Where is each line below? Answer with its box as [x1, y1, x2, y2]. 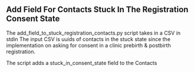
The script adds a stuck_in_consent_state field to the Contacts [6, 59, 157, 66]
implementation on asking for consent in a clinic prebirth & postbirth [6, 42, 171, 49]
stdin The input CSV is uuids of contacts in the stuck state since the [6, 35, 171, 43]
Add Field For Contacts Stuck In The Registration [6, 5, 189, 15]
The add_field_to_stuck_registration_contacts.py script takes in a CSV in [6, 29, 181, 36]
